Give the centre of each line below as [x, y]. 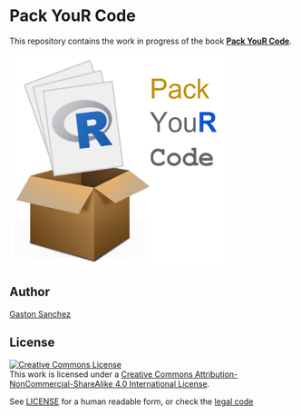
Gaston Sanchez [40, 313]
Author [29, 292]
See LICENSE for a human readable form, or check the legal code [131, 401]
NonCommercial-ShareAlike [61, 383]
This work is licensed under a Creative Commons [101, 374]
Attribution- [216, 374]
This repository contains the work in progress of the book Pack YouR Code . [150, 41]
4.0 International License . [162, 383]
